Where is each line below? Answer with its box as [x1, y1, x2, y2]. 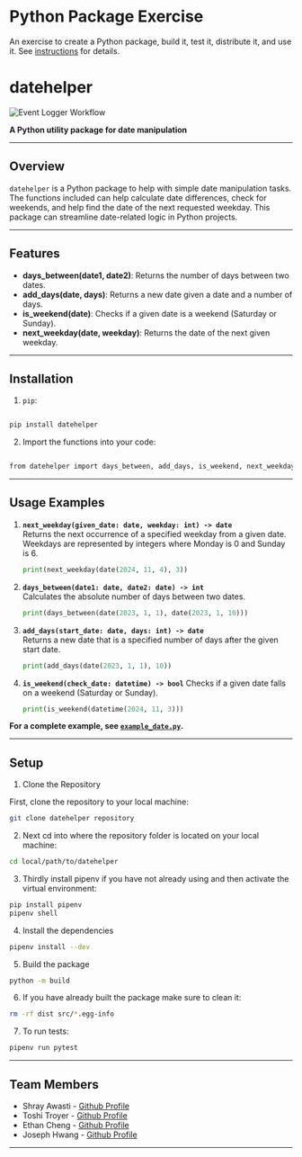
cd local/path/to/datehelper [9, 857, 119, 866]
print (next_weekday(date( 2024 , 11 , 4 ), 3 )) [22, 565, 189, 574]
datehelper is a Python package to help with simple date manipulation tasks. [9, 183, 292, 193]
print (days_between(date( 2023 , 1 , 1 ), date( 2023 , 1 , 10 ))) [22, 608, 249, 617]
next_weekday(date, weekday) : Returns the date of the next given [22, 327, 271, 338]
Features [9, 246, 60, 262]
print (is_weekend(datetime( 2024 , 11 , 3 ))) [22, 704, 184, 713]
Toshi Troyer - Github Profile [22, 1110, 128, 1121]
